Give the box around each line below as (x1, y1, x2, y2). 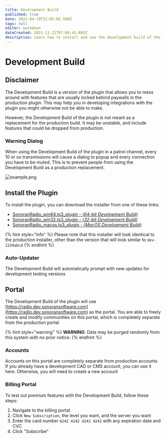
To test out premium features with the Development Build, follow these (5, 392, 149, 398)
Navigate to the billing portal (12, 407, 70, 413)
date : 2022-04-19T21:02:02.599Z (5, 16, 72, 21)
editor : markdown (5, 26, 41, 31)
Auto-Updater (5, 254, 40, 261)
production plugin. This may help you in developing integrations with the (5, 100, 153, 106)
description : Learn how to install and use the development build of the (5, 35, 161, 40)
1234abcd (5, 243, 23, 248)
